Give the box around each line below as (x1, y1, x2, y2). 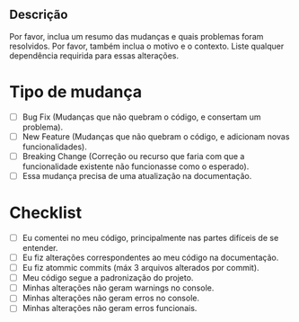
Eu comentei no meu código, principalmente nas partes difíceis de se (22, 232, 279, 243)
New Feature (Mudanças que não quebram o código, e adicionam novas (22, 130, 290, 142)
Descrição (9, 7, 68, 22)
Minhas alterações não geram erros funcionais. (22, 303, 198, 314)
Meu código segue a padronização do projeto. (22, 273, 194, 283)
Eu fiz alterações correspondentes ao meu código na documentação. (22, 252, 279, 263)
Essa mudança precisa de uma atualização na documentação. (22, 170, 252, 181)
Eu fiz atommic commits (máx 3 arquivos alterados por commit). (22, 263, 259, 273)
